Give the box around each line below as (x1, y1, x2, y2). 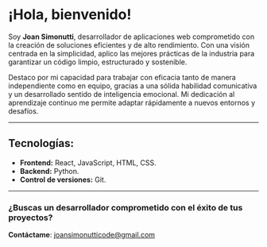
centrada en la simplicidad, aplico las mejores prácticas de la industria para (8, 48, 255, 58)
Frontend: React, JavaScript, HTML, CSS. (19, 157, 157, 168)
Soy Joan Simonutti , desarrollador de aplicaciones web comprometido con (8, 32, 255, 41)
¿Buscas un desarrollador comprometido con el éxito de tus (8, 202, 243, 213)
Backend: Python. (19, 166, 79, 176)
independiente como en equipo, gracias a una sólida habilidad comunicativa (8, 81, 257, 91)
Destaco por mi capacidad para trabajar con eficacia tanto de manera (8, 72, 236, 82)
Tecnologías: (8, 137, 74, 150)
